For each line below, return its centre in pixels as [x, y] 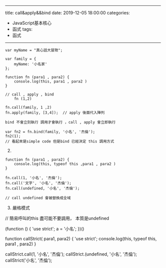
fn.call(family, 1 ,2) [28, 107]
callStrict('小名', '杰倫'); [29, 260]
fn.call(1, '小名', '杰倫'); [34, 178]
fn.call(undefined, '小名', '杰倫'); [42, 188]
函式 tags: [22, 29]
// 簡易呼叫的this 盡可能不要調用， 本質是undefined [57, 218]
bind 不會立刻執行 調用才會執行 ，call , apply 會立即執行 [61, 122]
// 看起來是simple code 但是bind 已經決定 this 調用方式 [60, 141]
